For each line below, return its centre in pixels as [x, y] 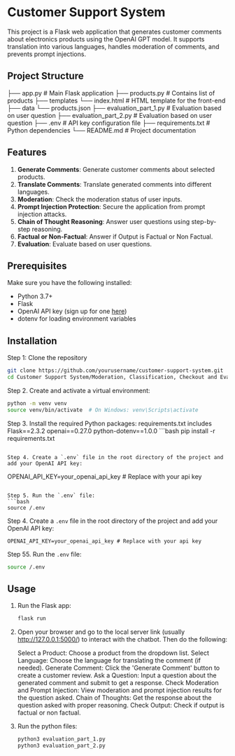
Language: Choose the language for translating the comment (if [109, 661]
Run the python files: [47, 727]
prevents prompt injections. [47, 54]
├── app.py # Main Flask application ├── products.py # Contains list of [111, 93]
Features [27, 153]
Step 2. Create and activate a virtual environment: [79, 390]
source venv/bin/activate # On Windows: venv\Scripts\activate [103, 410]
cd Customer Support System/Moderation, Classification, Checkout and [112, 377]
